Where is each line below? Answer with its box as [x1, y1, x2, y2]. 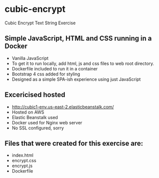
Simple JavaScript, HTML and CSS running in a [4, 34, 152, 43]
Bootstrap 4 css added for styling [11, 71, 80, 77]
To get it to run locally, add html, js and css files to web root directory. [11, 60, 155, 66]
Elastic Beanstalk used [11, 114, 58, 120]
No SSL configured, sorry [11, 125, 64, 131]
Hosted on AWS [11, 109, 45, 115]
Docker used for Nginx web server [11, 119, 83, 125]
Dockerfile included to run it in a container [11, 65, 98, 71]
